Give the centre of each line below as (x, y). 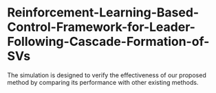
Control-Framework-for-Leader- (101, 27)
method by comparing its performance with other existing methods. (103, 82)
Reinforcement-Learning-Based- (103, 13)
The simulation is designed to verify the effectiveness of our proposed (107, 75)
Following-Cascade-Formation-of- (108, 42)
